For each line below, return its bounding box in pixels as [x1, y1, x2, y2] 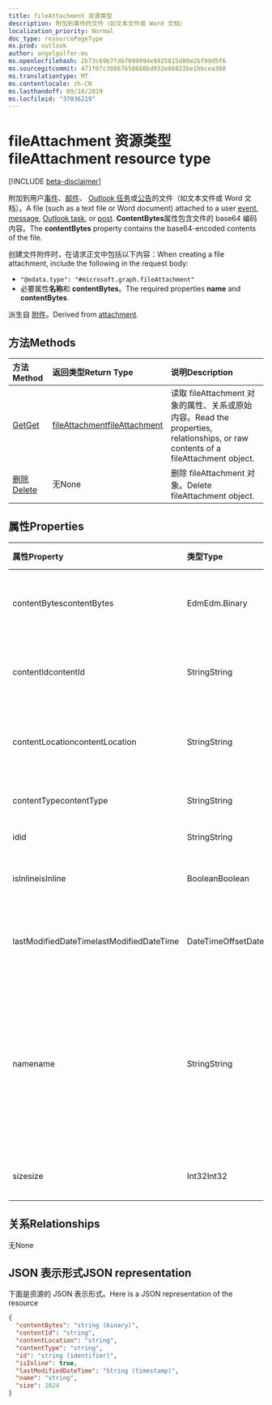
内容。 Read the [171, 412, 229, 423]
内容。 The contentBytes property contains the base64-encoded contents [8, 224, 257, 233]
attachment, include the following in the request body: [8, 258, 189, 268]
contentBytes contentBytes [12, 597, 114, 608]
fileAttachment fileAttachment [52, 419, 164, 430]
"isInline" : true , [15, 1359, 79, 1367]
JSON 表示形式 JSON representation [8, 1267, 192, 1280]
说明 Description [171, 367, 233, 377]
